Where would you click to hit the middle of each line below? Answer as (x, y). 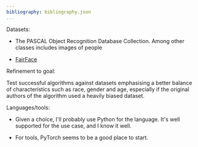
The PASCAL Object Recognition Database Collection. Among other (100, 41)
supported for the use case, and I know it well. (73, 126)
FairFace (26, 59)
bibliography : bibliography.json (49, 12)
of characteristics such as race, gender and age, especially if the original (98, 89)
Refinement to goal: (31, 71)
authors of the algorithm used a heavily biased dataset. (76, 95)
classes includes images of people (58, 47)
